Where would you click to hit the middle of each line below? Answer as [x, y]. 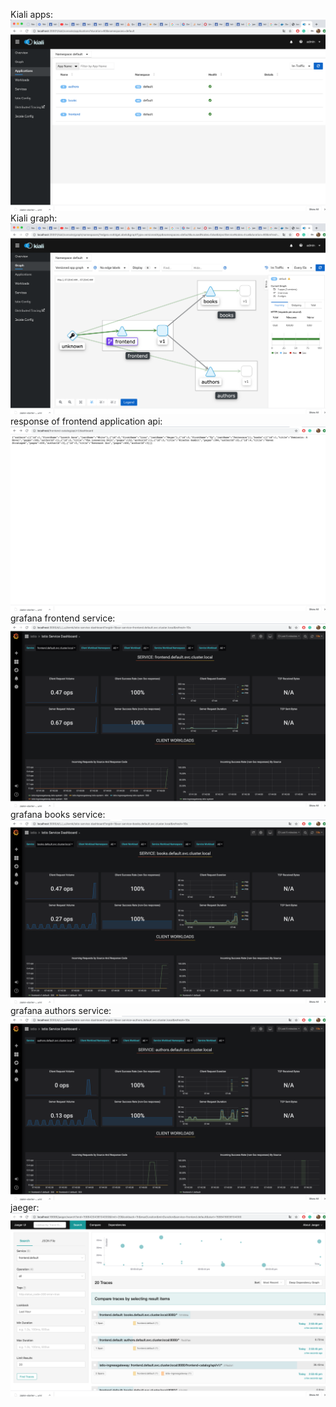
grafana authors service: [61, 1011]
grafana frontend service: [63, 618]
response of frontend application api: [86, 421]
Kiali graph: [34, 218]
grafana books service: [58, 814]
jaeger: [25, 1207]
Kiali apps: [32, 14]
